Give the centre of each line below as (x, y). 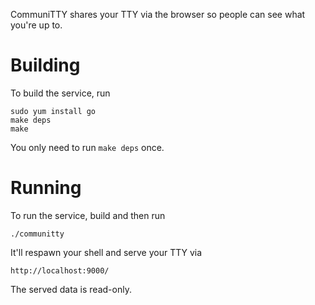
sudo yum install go (53, 111)
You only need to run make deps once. (87, 147)
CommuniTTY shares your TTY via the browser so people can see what (158, 14)
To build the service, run (60, 93)
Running (46, 188)
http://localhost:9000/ (60, 270)
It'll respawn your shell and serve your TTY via (106, 252)
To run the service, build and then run (88, 215)
